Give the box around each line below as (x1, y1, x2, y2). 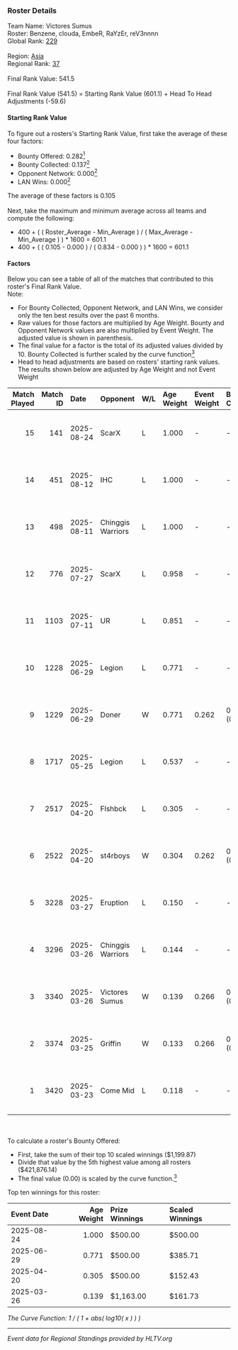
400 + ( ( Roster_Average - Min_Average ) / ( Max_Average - (17, 228, 193, 236)
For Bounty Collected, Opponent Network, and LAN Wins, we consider (17, 303, 223, 312)
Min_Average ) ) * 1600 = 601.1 (17, 235, 106, 244)
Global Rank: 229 (7, 37, 58, 45)
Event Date (11, 1209, 49, 1219)
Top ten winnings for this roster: (7, 1188, 101, 1196)
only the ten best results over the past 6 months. (17, 311, 159, 320)
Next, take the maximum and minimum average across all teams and (7, 206, 207, 215)
